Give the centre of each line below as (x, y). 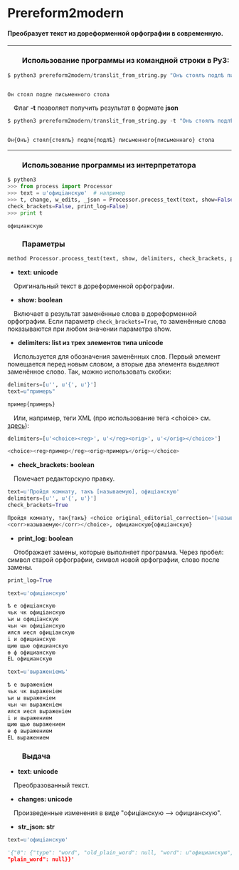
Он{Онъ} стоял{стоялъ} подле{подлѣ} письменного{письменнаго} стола (111, 140)
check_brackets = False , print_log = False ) (68, 206)
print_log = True (30, 580)
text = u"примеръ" (31, 391)
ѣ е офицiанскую (31, 606)
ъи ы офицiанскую (33, 619)
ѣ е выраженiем (30, 685)
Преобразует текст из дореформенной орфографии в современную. (116, 33)
